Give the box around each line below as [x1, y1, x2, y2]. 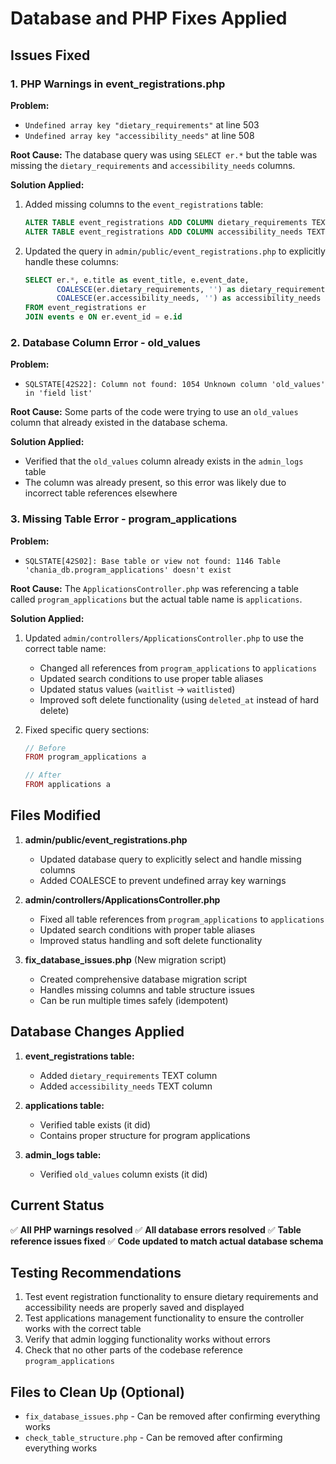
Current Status [10, 1197, 105, 1214]
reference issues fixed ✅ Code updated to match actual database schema [10, 1235, 324, 1247]
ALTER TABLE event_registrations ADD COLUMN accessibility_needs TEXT [24, 227, 326, 237]
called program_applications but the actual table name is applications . [10, 593, 303, 605]
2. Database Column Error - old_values [10, 335, 201, 349]
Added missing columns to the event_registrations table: [24, 198, 264, 210]
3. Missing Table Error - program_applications [10, 512, 238, 526]
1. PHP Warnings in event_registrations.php [10, 77, 226, 91]
